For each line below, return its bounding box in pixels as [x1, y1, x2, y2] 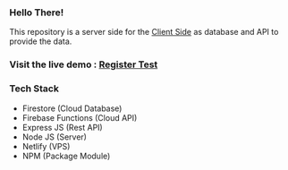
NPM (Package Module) [21, 150, 111, 161]
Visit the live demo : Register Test [9, 58, 158, 71]
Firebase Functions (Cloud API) [21, 112, 138, 123]
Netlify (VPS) [21, 140, 71, 151]
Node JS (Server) [21, 132, 88, 142]
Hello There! [9, 6, 64, 19]
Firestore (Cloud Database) [21, 103, 123, 114]
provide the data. [9, 36, 72, 47]
